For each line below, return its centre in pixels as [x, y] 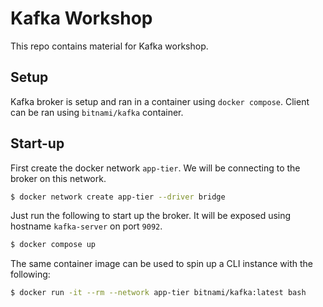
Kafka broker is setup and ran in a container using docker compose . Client [160, 101]
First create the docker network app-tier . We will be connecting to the [155, 168]
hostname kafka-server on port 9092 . [86, 226]
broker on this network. [58, 178]
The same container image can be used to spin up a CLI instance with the [162, 264]
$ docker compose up [53, 245]
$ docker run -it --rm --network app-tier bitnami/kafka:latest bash [158, 293]
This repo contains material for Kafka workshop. [109, 46]
